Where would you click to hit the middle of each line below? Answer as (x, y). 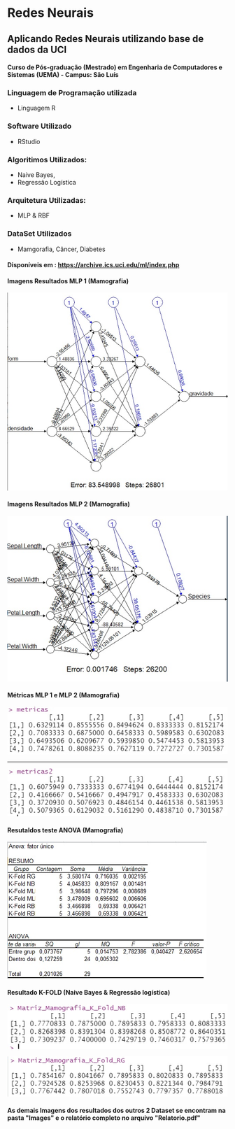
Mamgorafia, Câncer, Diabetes (62, 249)
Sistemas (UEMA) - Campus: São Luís (63, 75)
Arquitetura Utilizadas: (47, 200)
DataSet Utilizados (40, 234)
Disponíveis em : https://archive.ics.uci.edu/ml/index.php (93, 265)
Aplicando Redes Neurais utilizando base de (106, 39)
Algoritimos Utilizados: (47, 159)
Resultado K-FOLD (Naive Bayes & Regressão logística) (89, 992)
